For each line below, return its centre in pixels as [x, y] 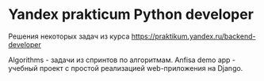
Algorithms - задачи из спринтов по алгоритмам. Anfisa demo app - [122, 60]
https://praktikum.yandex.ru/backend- [193, 36]
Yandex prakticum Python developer [131, 15]
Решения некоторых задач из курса [69, 36]
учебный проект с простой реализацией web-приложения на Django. [126, 68]
